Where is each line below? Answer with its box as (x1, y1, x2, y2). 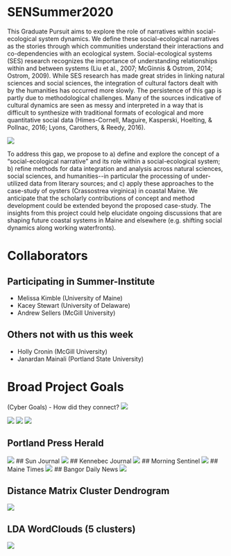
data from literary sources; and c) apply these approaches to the (29, 179, 214, 188)
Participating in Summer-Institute (7, 275, 155, 287)
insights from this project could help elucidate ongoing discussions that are (7, 208, 222, 217)
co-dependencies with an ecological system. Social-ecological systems (7, 49, 213, 58)
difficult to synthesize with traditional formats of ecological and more (7, 108, 204, 117)
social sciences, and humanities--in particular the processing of (7, 172, 190, 180)
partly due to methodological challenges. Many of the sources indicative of (7, 93, 222, 101)
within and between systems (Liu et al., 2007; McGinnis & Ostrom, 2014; (7, 64, 213, 72)
